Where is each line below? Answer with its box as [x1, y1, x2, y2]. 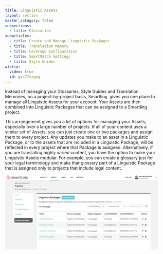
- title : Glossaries [9, 28, 51, 34]
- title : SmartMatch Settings [9, 54, 71, 59]
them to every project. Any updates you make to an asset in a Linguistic [5, 134, 148, 140]
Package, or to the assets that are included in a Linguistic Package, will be [5, 139, 154, 145]
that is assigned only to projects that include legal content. [5, 165, 123, 171]
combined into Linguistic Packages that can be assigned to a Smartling [5, 104, 147, 109]
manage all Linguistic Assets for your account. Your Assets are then [5, 99, 141, 105]
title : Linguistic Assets [5, 8, 57, 13]
